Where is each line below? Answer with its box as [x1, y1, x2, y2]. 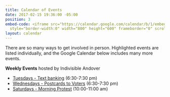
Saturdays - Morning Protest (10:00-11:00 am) [12, 86, 108, 91]
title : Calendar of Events [5, 7, 62, 13]
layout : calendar [5, 31, 42, 36]
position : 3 [5, 17, 30, 22]
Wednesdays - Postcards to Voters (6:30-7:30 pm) [12, 80, 118, 86]
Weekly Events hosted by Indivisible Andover [5, 65, 100, 71]
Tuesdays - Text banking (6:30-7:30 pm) [12, 75, 98, 81]
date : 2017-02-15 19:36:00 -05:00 [5, 12, 78, 17]
